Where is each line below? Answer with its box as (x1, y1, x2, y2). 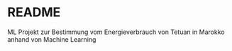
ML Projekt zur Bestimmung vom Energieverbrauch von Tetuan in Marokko (7, 28, 225, 36)
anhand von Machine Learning (7, 35, 96, 43)
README (7, 4, 61, 21)
